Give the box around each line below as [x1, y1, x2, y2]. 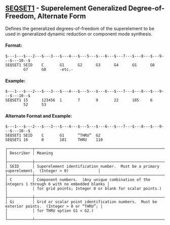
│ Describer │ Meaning [5, 151, 53, 156]
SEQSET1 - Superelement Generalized [5, 4, 127, 13]
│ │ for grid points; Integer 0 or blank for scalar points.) [5, 186, 162, 192]
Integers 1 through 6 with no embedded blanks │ [5, 182, 110, 187]
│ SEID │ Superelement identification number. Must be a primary [5, 164, 159, 169]
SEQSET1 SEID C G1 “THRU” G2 [5, 133, 101, 138]
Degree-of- [128, 4, 165, 13]
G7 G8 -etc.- [23, 67, 73, 72]
